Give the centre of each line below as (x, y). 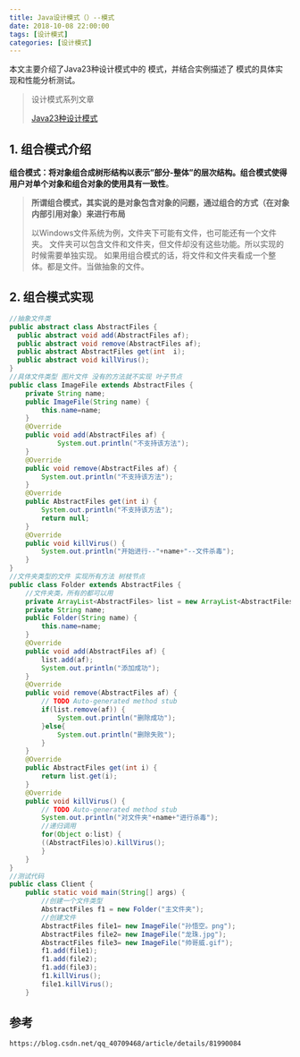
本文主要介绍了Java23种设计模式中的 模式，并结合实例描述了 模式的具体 (142, 69)
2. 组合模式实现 (51, 298)
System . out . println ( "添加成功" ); (101, 668)
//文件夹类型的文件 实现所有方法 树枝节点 (77, 576)
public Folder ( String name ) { (82, 618)
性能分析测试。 (52, 81)
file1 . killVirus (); (78, 984)
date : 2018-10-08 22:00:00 (59, 26)
